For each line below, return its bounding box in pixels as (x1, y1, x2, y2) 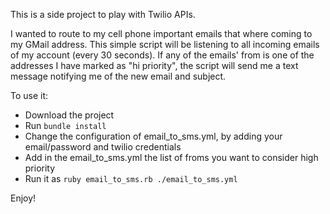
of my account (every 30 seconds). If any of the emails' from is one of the (10, 49, 315, 61)
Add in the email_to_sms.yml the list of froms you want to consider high (24, 152, 319, 163)
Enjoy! (10, 192, 37, 204)
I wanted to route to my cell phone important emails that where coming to (10, 28, 313, 39)
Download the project (24, 109, 115, 121)
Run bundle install (24, 120, 107, 131)
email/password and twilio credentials (24, 141, 182, 153)
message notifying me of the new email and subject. (10, 70, 227, 82)
